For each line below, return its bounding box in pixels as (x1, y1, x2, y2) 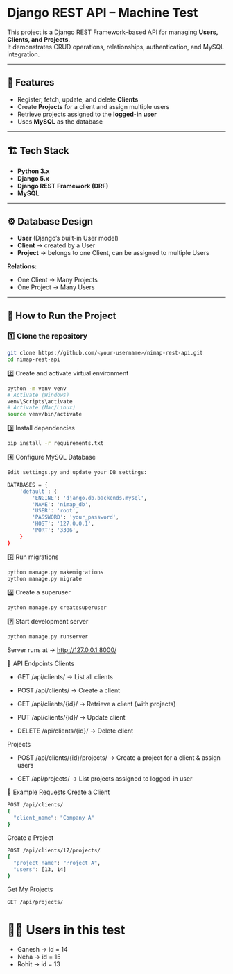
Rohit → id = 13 (17, 959, 60, 968)
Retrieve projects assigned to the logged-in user (17, 110, 157, 118)
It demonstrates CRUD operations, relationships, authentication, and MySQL (7, 42, 225, 51)
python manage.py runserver (7, 633, 89, 640)
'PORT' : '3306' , (32, 527, 79, 534)
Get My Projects (7, 885, 53, 894)
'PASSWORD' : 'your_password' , (32, 514, 119, 521)
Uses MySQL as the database (17, 117, 103, 126)
